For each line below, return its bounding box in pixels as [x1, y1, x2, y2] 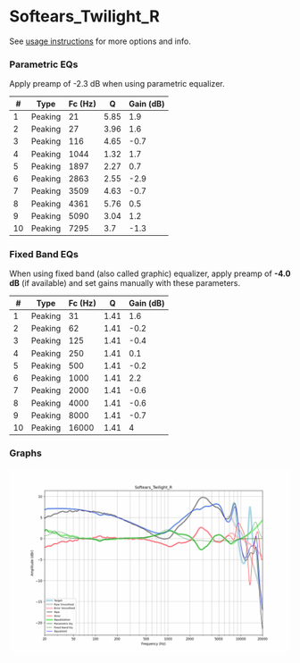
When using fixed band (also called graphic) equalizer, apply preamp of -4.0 [9, 268, 291, 279]
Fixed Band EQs [9, 248, 79, 260]
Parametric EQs [9, 58, 79, 71]
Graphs [9, 447, 42, 459]
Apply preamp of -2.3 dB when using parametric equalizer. [9, 79, 225, 89]
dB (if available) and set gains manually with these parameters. [9, 278, 241, 289]
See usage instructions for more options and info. [9, 36, 192, 46]
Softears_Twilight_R [9, 6, 161, 27]
